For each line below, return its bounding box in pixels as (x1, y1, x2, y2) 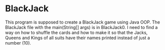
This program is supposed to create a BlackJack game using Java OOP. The (5, 19, 161, 25)
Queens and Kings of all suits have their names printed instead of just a (5, 35, 150, 41)
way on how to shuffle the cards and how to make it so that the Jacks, (5, 29, 148, 35)
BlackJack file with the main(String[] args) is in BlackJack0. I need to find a (5, 24, 158, 30)
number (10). (5, 40, 31, 46)
